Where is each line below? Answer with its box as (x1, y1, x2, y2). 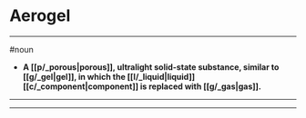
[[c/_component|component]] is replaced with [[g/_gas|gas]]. (22, 81, 262, 92)
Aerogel (9, 5, 71, 26)
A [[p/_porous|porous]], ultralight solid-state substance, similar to (22, 61, 280, 73)
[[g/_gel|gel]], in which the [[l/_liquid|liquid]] (22, 71, 196, 82)
